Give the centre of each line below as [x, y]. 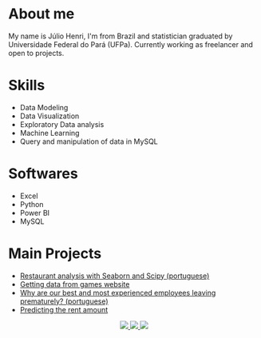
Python [32, 204]
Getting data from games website [75, 284]
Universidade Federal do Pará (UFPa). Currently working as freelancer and [131, 44]
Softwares [43, 174]
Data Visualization [49, 116]
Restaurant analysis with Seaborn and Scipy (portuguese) [115, 276]
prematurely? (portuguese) [64, 301]
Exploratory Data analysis [62, 124]
